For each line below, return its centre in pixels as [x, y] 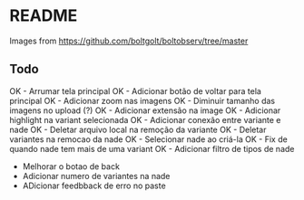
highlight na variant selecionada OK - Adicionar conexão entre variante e [145, 119]
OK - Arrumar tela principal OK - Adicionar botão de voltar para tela [135, 90]
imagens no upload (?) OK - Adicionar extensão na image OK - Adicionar [145, 110]
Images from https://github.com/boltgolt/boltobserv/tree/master [129, 41]
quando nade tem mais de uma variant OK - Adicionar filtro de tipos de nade [152, 148]
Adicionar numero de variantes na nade [96, 176]
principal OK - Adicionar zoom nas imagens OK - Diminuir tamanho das [142, 100]
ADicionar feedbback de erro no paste [94, 186]
